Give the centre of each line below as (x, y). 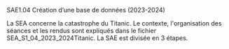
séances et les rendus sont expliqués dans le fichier (82, 31)
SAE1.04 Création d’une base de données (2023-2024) (86, 10)
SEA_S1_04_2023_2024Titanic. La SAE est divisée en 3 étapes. (97, 38)
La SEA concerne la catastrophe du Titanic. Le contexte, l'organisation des (114, 23)
